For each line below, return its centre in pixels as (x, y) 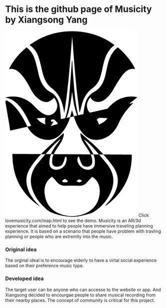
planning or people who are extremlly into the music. (59, 236)
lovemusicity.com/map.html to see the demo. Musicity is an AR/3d (73, 220)
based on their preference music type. (44, 265)
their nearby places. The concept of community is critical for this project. (80, 300)
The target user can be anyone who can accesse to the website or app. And (83, 289)
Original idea (21, 249)
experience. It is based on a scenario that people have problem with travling (83, 231)
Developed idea (24, 278)
